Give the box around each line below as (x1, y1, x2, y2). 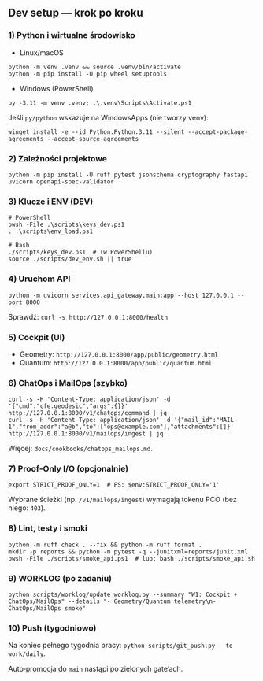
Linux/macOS (19, 47, 65, 57)
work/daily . (8, 649, 46, 658)
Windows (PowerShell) (19, 83, 94, 93)
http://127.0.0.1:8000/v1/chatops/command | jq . (8, 409, 175, 417)
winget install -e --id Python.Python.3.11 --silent (8, 128, 185, 136)
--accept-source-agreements (46, 135, 139, 142)
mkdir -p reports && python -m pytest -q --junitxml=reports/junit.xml (8, 547, 248, 556)
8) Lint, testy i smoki (8, 523, 88, 534)
